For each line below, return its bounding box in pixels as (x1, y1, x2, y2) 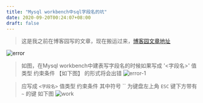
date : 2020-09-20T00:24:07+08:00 (6, 15, 91, 21)
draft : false (6, 20, 40, 26)
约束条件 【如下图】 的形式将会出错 (33, 70, 122, 77)
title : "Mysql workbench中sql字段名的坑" (6, 8, 108, 15)
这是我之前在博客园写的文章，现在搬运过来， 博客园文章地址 (21, 38, 171, 45)
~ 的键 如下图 (21, 90, 54, 98)
